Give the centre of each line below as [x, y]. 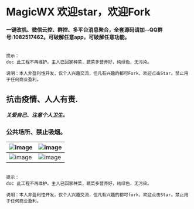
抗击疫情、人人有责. [42, 99]
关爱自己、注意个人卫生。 [37, 115]
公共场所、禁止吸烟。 [36, 132]
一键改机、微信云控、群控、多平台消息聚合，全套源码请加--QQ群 [84, 29]
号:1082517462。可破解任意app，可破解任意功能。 [68, 37]
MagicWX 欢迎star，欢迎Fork [78, 12]
